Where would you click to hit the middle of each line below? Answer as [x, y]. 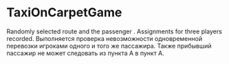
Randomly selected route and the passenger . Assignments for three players [115, 31]
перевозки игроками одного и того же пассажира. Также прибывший [109, 46]
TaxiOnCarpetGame [64, 13]
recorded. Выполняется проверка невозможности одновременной [105, 38]
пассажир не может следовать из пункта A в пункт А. [85, 53]
